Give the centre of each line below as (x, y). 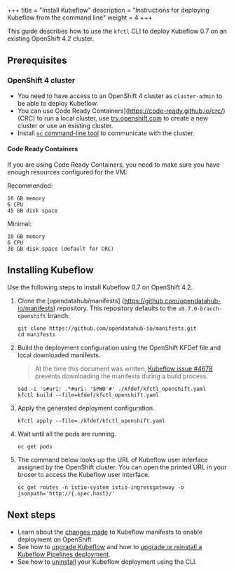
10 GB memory (26, 236)
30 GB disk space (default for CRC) (61, 249)
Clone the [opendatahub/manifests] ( (71, 301)
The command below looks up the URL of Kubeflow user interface (113, 460)
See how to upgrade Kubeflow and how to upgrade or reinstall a (110, 546)
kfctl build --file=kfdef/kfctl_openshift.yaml (88, 395)
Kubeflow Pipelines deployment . (64, 554)
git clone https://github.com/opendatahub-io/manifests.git (107, 329)
